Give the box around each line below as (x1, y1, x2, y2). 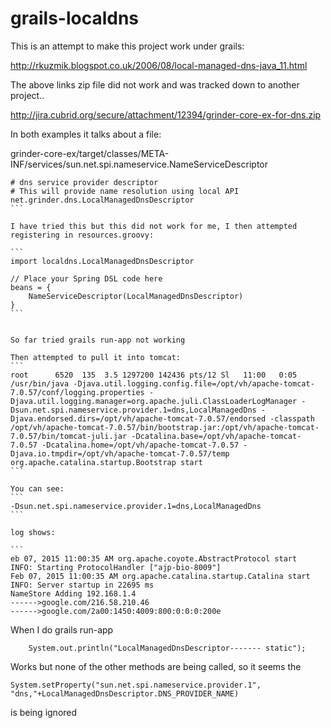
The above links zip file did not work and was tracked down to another (10, 78, 300, 91)
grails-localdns (10, 7, 140, 30)
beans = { (10, 282, 52, 292)
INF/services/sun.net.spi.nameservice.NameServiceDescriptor (10, 158, 268, 170)
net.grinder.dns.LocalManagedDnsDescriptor (10, 195, 195, 205)
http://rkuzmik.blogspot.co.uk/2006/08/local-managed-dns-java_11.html (10, 59, 308, 71)
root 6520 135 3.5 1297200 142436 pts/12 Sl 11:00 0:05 (10, 370, 298, 380)
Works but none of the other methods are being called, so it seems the (10, 660, 302, 672)
